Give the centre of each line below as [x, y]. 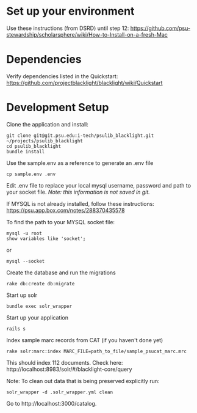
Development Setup [58, 108]
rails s [16, 329]
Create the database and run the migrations [61, 272]
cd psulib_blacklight [34, 146]
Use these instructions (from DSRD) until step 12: [68, 28]
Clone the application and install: [47, 124]
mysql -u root [24, 233]
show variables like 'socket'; [46, 239]
